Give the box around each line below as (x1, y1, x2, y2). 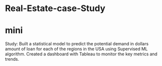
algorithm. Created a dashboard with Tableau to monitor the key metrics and (5, 51, 158, 57)
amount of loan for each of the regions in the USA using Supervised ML (5, 46, 148, 52)
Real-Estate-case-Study (5, 3, 106, 14)
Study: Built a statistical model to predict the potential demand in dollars (5, 41, 149, 47)
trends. (5, 56, 19, 62)
